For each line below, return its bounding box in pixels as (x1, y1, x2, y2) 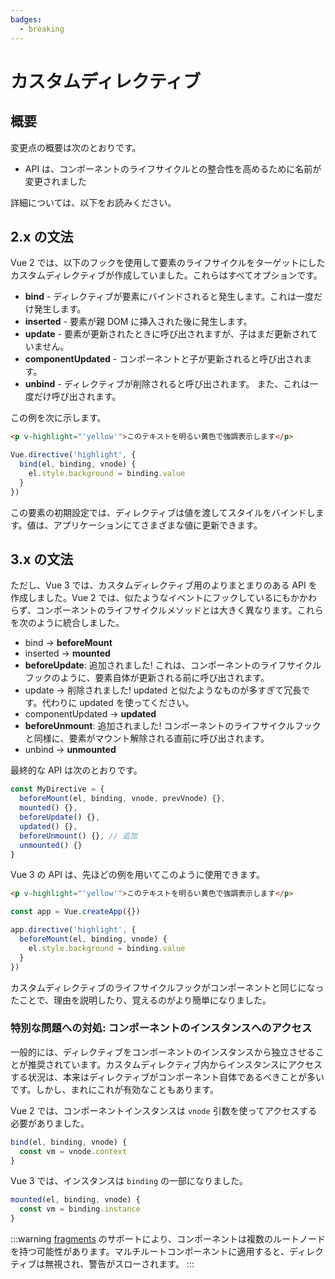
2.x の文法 (10, 228, 74, 245)
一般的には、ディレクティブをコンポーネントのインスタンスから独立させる (10, 1046, 316, 1058)
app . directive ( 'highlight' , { (10, 925, 137, 935)
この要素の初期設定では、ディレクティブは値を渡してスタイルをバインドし (10, 506, 316, 518)
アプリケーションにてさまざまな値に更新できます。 (53, 519, 263, 531)
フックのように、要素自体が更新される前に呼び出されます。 (24, 672, 270, 684)
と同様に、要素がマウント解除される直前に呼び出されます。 (24, 732, 270, 745)
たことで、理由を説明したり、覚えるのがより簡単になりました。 (10, 994, 272, 1006)
